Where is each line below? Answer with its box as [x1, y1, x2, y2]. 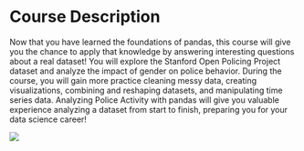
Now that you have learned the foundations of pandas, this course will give [9, 36, 291, 47]
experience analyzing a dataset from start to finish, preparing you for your [9, 104, 288, 115]
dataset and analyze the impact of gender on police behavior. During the [9, 65, 282, 76]
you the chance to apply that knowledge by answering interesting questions [9, 45, 295, 56]
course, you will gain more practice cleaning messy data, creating [9, 75, 257, 86]
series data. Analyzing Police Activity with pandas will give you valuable [9, 94, 280, 106]
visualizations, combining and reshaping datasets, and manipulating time [9, 85, 283, 96]
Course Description [9, 6, 161, 27]
